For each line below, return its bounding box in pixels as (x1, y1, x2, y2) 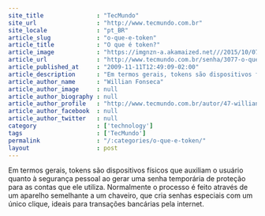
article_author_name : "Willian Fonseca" (8, 78, 164, 85)
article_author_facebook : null (8, 108, 118, 116)
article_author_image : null (8, 85, 118, 93)
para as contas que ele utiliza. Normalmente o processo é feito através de (8, 183, 248, 192)
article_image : (8, 48, 101, 56)
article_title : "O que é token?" (8, 41, 160, 49)
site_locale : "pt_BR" (8, 26, 129, 34)
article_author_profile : (8, 100, 101, 108)
